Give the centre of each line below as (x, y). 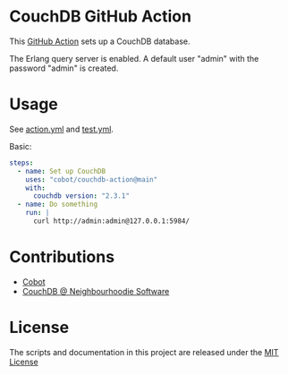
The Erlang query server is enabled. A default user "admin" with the (134, 58)
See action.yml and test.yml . (62, 129)
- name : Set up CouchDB (61, 171)
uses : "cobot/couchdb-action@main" (92, 179)
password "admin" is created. (64, 68)
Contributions (62, 257)
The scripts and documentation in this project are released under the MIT (144, 352)
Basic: (21, 146)
